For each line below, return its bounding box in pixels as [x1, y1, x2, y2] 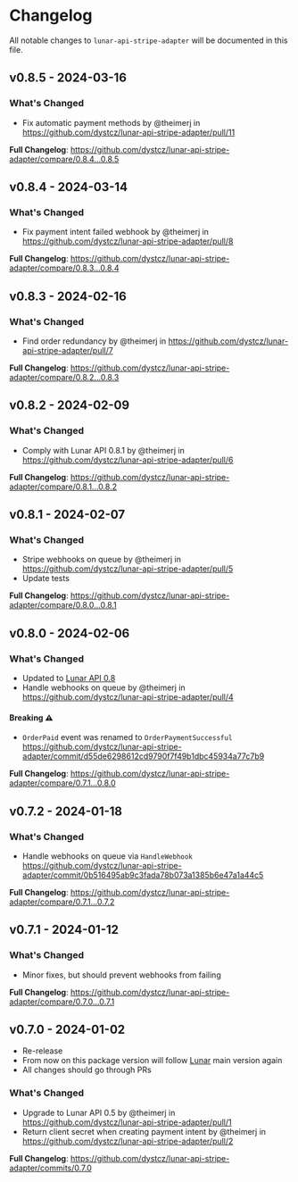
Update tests [21, 573, 70, 584]
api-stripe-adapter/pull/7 [21, 345, 113, 355]
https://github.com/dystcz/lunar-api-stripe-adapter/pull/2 [21, 1136, 234, 1146]
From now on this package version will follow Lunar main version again [21, 1055, 283, 1066]
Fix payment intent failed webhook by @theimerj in [21, 227, 210, 237]
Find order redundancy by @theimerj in [21, 336, 167, 346]
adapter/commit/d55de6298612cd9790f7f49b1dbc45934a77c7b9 [21, 751, 265, 762]
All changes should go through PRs [21, 1064, 152, 1076]
